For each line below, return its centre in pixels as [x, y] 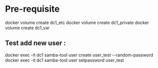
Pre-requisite [32, 9]
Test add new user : [35, 43]
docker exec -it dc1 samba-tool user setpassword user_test [65, 60]
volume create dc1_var [27, 27]
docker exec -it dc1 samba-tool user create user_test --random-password [79, 55]
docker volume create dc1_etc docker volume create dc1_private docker [77, 23]
